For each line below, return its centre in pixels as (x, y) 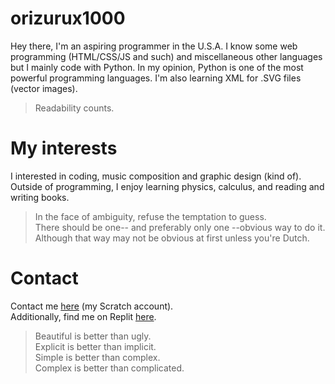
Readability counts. (74, 108)
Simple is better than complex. (97, 357)
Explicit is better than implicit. (95, 346)
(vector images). (44, 88)
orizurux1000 (68, 18)
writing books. (40, 197)
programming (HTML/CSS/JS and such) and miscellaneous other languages (166, 56)
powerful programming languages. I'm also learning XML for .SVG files (156, 78)
